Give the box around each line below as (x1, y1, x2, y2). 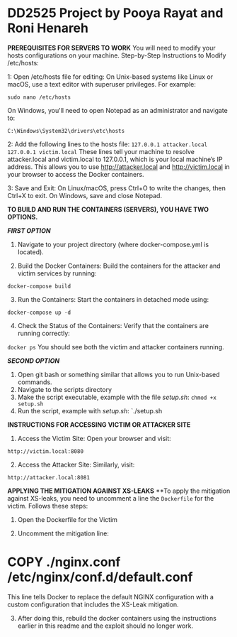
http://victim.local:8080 (7, 447, 83, 455)
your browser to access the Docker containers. (7, 170, 144, 178)
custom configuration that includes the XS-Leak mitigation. (7, 600, 179, 609)
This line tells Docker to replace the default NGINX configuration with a (7, 592, 214, 601)
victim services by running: (17, 268, 97, 278)
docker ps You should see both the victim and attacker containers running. (7, 342, 224, 351)
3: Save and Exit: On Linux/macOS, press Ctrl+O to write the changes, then (7, 183, 226, 192)
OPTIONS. (7, 212, 38, 221)
